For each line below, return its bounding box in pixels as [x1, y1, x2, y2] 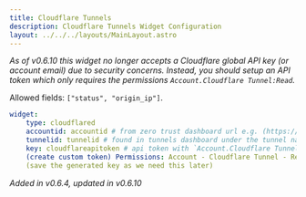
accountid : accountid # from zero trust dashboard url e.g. [25, 127, 259, 137]
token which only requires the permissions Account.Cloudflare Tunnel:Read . [9, 75, 296, 86]
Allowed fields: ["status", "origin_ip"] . [9, 92, 164, 103]
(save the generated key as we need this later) [25, 161, 214, 170]
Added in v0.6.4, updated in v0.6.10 [9, 177, 143, 188]
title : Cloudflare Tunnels [9, 13, 112, 23]
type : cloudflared [25, 119, 96, 128]
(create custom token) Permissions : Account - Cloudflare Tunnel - [25, 152, 287, 161]
